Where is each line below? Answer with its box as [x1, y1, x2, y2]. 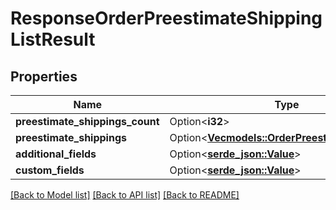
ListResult [10, 28, 96, 51]
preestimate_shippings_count [15, 115, 160, 128]
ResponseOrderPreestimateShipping [10, 7, 323, 30]
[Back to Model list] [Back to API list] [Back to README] [10, 189, 240, 201]
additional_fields [15, 147, 97, 161]
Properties [10, 68, 78, 85]
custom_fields [15, 163, 85, 177]
